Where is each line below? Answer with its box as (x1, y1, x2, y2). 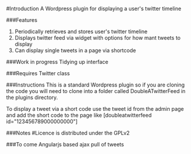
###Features (6, 17, 37, 23)
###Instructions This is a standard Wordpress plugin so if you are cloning (6, 81, 185, 88)
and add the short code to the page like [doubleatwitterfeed (6, 112, 152, 118)
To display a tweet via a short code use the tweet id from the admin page (6, 105, 184, 112)
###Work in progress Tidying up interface (6, 59, 108, 65)
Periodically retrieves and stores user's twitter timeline (14, 28, 148, 35)
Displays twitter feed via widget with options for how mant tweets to (14, 34, 181, 41)
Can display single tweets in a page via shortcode (14, 47, 136, 54)
